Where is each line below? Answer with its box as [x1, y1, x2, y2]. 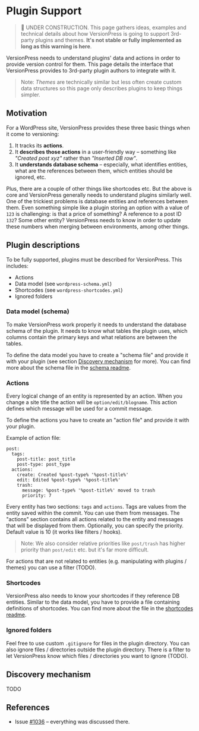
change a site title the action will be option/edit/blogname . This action [6, 399, 177, 406]
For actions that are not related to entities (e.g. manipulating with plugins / [6, 557, 187, 565]
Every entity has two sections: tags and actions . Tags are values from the [6, 503, 187, 511]
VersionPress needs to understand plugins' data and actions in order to [6, 54, 181, 61]
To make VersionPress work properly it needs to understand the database [6, 321, 187, 328]
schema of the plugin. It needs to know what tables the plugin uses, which [6, 327, 188, 334]
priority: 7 [21, 493, 52, 499]
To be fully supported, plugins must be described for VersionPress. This [6, 256, 182, 263]
